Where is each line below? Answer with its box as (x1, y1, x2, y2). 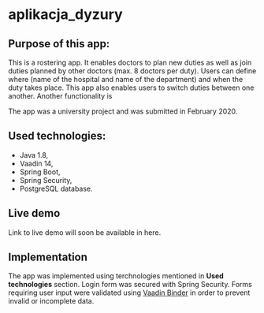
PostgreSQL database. (19, 184, 93, 193)
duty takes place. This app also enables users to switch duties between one (8, 83, 255, 92)
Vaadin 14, (19, 158, 54, 168)
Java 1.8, (19, 150, 49, 159)
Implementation (8, 251, 88, 264)
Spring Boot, (19, 167, 61, 177)
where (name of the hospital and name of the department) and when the (8, 75, 244, 84)
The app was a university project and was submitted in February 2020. (8, 106, 238, 116)
